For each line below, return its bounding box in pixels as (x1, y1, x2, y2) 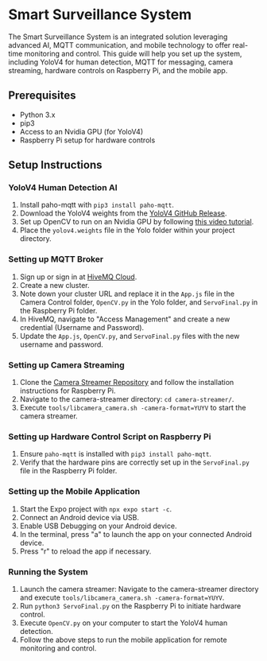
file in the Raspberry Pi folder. (19, 466, 118, 476)
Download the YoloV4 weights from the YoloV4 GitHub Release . (19, 208, 228, 218)
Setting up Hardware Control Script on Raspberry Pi (8, 431, 211, 442)
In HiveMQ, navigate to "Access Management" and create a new (19, 314, 230, 324)
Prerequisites (8, 89, 76, 103)
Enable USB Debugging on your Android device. (19, 521, 177, 531)
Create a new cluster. (19, 280, 90, 290)
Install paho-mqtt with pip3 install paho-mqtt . (19, 200, 175, 210)
